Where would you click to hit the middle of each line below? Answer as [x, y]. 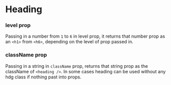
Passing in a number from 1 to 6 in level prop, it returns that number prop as [85, 36]
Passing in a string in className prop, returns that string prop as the [77, 66]
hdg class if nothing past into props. [43, 77]
